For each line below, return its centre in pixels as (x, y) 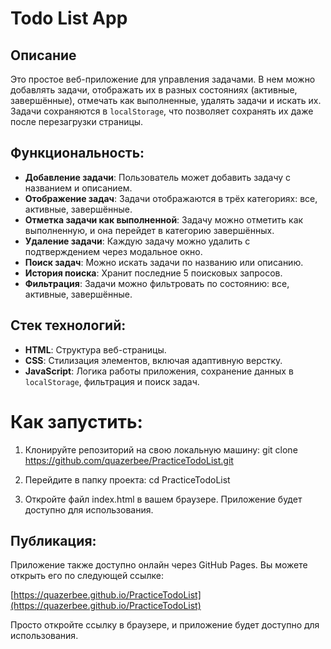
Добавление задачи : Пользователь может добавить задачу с (158, 177)
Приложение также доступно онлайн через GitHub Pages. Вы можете (159, 565)
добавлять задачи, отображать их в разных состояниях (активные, (154, 90)
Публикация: (53, 540)
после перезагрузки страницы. (77, 121)
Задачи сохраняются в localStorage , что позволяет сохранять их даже (162, 111)
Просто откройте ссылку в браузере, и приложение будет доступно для (165, 625)
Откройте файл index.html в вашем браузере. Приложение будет (163, 499)
